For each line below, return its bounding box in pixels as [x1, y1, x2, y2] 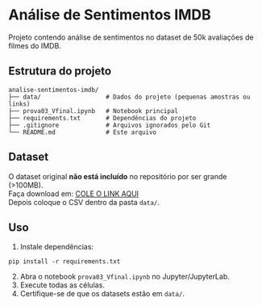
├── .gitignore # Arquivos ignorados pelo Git [8, 121, 211, 129]
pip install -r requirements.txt [8, 258, 121, 266]
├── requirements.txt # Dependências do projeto [8, 114, 197, 122]
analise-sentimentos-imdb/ [8, 86, 99, 94]
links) [8, 99, 31, 108]
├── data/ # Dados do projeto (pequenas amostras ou [8, 93, 251, 101]
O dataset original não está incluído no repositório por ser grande [8, 171, 227, 181]
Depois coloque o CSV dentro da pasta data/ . [8, 197, 160, 207]
